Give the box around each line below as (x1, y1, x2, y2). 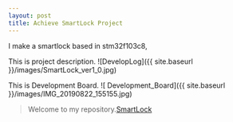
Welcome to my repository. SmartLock (27, 104, 152, 114)
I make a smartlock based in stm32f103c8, (8, 41, 148, 50)
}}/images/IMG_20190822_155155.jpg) (8, 89, 133, 98)
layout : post (8, 11, 52, 20)
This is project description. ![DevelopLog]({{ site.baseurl (8, 57, 193, 66)
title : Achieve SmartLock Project (8, 19, 124, 27)
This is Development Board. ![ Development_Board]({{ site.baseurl (8, 81, 226, 90)
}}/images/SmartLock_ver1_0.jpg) (8, 65, 117, 74)
